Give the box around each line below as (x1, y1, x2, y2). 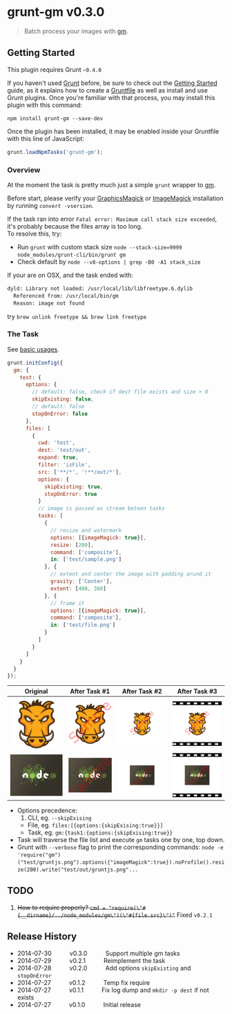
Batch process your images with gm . (23, 27, 128, 35)
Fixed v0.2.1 (176, 910, 213, 919)
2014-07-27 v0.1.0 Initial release (17, 1000, 142, 1008)
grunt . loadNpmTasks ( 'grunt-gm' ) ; (7, 149, 104, 155)
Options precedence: (17, 806, 78, 814)
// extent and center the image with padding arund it (50, 571, 212, 577)
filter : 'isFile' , (37, 461, 91, 468)
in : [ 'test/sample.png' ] (50, 556, 122, 563)
